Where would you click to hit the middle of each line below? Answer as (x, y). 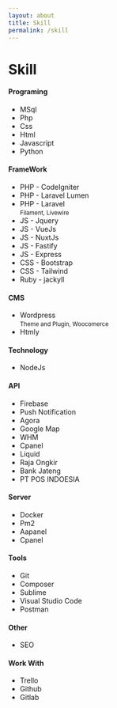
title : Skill (30, 23)
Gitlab (29, 698)
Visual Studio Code (51, 600)
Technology (28, 350)
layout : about (32, 15)
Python (31, 151)
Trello (29, 680)
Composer (37, 584)
